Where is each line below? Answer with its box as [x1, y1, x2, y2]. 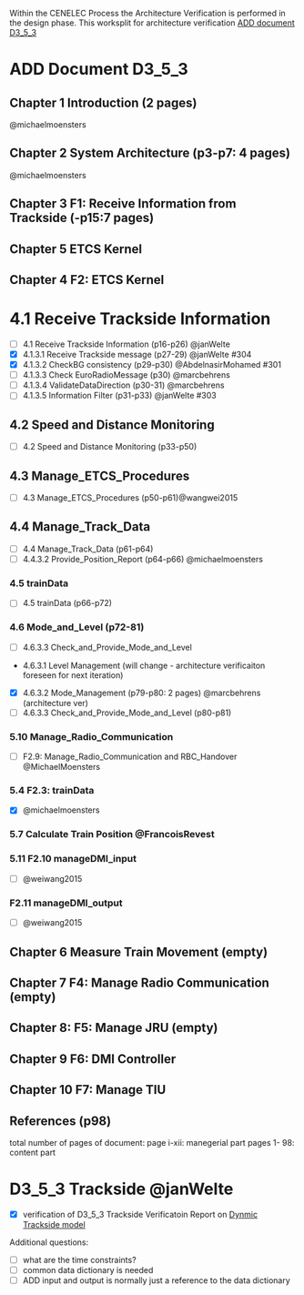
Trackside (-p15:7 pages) [9, 210, 155, 226]
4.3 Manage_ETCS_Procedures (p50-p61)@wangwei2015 [22, 491, 238, 503]
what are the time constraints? [22, 1254, 137, 1265]
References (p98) [9, 1113, 112, 1128]
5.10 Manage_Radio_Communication [9, 730, 174, 743]
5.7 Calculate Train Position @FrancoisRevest [9, 828, 216, 841]
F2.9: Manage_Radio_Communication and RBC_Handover [22, 751, 238, 763]
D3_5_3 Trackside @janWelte [9, 1179, 234, 1199]
